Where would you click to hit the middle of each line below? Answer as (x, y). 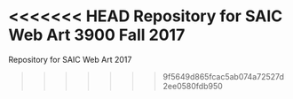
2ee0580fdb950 (193, 86)
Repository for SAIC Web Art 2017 (70, 59)
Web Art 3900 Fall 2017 (97, 35)
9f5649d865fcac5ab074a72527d (224, 76)
